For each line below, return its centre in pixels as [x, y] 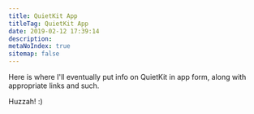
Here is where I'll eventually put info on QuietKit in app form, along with [127, 77]
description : [30, 39]
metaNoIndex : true [39, 46]
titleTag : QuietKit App [49, 24]
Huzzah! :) [26, 101]
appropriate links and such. [54, 85]
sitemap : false [34, 54]
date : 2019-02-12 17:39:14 [54, 31]
